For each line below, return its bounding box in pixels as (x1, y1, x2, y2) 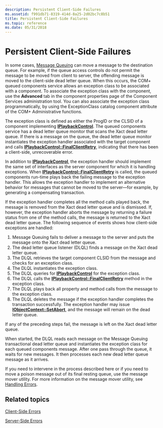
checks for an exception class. (12, 260, 74, 266)
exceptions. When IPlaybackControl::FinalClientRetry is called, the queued (5, 169, 157, 175)
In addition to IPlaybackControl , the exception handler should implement (5, 159, 151, 164)
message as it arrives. (5, 357, 50, 362)
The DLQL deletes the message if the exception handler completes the (12, 296, 154, 302)
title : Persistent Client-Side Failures (5, 16, 89, 21)
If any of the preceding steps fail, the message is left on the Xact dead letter (5, 321, 157, 327)
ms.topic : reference (5, 20, 47, 26)
